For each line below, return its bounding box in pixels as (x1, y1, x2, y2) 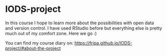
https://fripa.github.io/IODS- (74, 40, 132, 46)
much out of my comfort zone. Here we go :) (5, 30, 97, 36)
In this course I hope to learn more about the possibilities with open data (5, 20, 154, 26)
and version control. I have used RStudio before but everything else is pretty (5, 25, 162, 31)
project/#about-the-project (5, 45, 61, 51)
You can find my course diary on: (5, 40, 73, 46)
